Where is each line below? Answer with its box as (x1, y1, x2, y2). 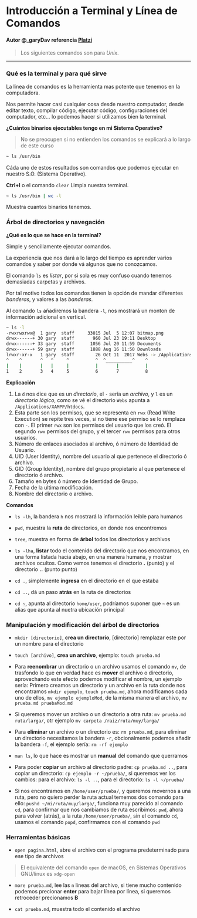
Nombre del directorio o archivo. (14, 490, 93, 497)
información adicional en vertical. (6, 313, 87, 320)
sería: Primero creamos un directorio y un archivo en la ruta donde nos (14, 681, 186, 689)
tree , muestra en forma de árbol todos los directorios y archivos (14, 535, 171, 542)
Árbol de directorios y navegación (6, 218, 105, 227)
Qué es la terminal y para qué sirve (6, 69, 107, 77)
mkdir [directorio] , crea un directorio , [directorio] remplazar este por (14, 634, 186, 641)
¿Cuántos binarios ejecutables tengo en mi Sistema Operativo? (6, 124, 163, 131)
